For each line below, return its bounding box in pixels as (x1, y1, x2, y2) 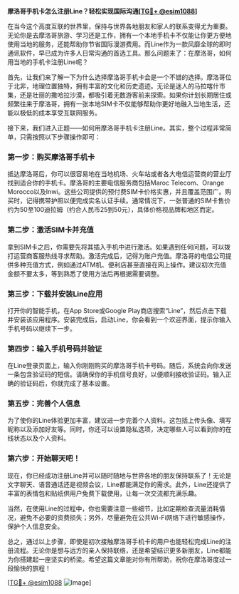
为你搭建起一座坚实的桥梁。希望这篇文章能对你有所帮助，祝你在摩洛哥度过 (7, 555, 225, 563)
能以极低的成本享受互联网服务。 (7, 108, 101, 117)
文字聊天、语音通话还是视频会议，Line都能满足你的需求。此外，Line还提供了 (7, 480, 232, 488)
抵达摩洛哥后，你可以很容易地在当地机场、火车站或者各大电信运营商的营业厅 (7, 170, 232, 178)
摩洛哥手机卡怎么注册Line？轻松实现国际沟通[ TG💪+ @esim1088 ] (7, 7, 198, 15)
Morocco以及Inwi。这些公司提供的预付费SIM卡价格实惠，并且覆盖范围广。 (7, 188, 225, 196)
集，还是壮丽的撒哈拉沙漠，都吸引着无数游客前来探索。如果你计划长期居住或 (7, 91, 232, 99)
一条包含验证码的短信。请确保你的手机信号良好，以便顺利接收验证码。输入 (7, 370, 225, 379)
